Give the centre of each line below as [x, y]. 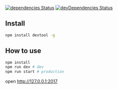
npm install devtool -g [30, 35]
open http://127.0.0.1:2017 [32, 81]
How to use [23, 51]
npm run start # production [35, 72]
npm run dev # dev [24, 67]
